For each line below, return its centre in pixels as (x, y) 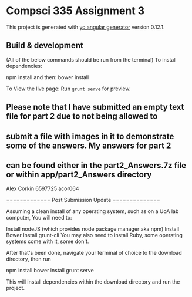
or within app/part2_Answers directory (79, 174)
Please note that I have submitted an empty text (95, 107)
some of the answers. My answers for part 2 (89, 145)
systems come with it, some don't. (48, 241)
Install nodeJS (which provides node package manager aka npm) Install (93, 229)
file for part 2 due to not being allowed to (82, 117)
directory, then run (28, 259)
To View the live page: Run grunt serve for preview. (68, 89)
